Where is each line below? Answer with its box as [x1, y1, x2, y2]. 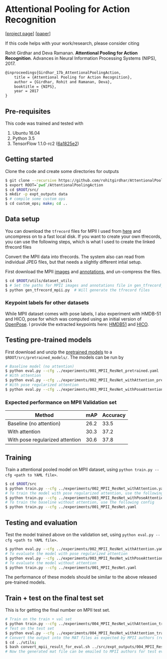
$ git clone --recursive [5, 178, 57, 183]
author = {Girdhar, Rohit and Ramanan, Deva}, [14, 79, 112, 84]
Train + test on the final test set [5, 594, 104, 602]
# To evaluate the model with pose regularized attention [5, 551, 128, 556]
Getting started [5, 155, 54, 164]
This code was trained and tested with [5, 121, 83, 126]
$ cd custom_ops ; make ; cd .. [5, 201, 68, 206]
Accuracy [102, 412, 126, 419]
